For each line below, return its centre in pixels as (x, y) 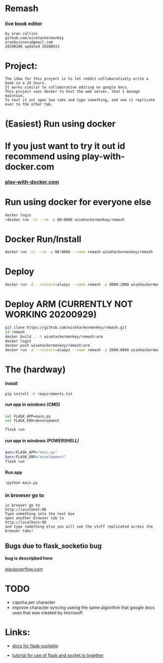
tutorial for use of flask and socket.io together (58, 655)
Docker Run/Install (43, 239)
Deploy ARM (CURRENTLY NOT (69, 304)
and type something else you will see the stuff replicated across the (79, 527)
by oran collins (21, 34)
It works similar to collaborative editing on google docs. (67, 87)
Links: (18, 632)
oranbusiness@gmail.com (29, 42)
